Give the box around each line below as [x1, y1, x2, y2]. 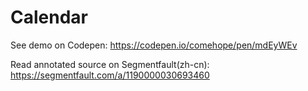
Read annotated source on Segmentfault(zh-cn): [10, 58, 210, 70]
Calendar [10, 6, 88, 29]
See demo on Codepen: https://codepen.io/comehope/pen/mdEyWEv [10, 39, 298, 51]
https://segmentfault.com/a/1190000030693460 [10, 69, 210, 81]
